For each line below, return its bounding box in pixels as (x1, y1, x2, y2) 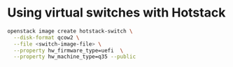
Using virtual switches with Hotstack (7, 5, 226, 21)
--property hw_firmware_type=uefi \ (13, 47, 124, 54)
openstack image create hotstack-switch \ (7, 28, 133, 35)
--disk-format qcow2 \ (13, 34, 80, 41)
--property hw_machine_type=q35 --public (13, 53, 136, 60)
